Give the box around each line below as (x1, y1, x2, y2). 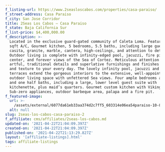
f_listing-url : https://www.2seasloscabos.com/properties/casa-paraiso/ (5, 7, 157, 12)
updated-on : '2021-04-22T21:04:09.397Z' (5, 121, 89, 126)
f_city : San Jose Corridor (5, 16, 60, 21)
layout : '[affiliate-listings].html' (5, 135, 82, 140)
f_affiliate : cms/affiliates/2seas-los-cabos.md (5, 116, 107, 122)
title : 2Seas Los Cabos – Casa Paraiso (5, 21, 87, 26)
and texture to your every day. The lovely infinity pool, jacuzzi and (9, 67, 160, 72)
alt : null (9, 107, 29, 113)
